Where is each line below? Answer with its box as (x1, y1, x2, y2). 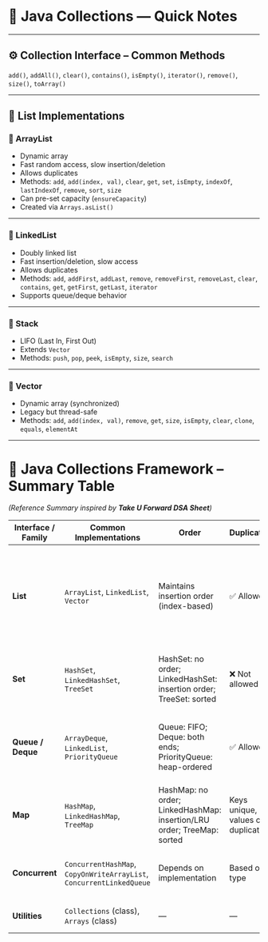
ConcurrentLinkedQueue (65, 879, 151, 888)
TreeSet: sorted (158, 693, 217, 705)
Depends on (158, 863, 205, 874)
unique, (229, 804, 258, 816)
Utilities (12, 911, 42, 922)
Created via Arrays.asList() (19, 202, 114, 212)
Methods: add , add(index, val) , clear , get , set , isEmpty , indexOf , (19, 177, 233, 186)
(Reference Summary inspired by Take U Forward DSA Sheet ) (8, 503, 213, 513)
